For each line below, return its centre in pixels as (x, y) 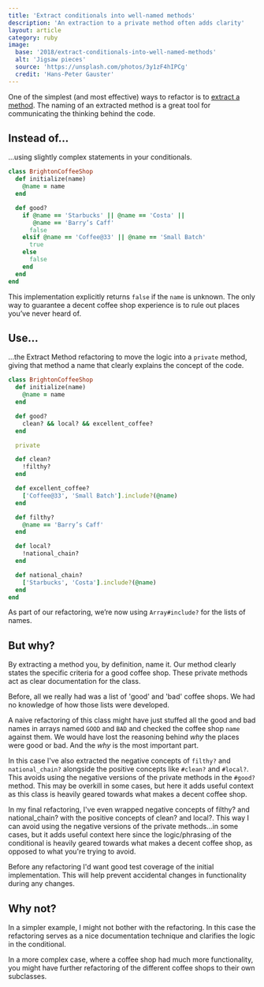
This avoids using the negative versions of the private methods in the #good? (132, 778)
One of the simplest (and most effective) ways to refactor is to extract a (124, 96)
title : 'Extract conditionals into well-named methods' (102, 15)
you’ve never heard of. (45, 313)
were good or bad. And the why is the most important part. (104, 745)
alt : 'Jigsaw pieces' (51, 60)
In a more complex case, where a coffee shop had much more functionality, (131, 959)
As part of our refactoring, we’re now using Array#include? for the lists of (127, 612)
